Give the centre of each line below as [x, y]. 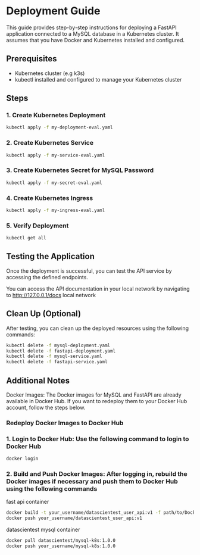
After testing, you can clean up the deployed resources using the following [98, 328]
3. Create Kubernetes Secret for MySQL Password [80, 170]
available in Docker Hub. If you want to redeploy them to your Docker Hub [97, 401]
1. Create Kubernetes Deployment [56, 116]
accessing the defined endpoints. [47, 277]
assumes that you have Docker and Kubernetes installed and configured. [95, 40]
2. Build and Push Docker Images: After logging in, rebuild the [97, 473]
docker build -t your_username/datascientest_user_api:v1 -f [84, 513]
